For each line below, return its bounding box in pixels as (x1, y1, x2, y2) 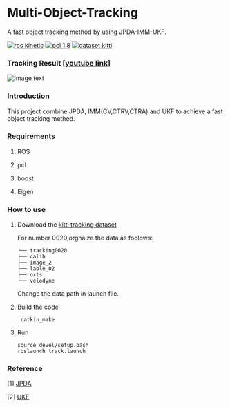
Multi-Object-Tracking (7, 5, 138, 21)
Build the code (17, 303, 59, 312)
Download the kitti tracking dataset (17, 220, 117, 229)
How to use (7, 205, 46, 214)
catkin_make (20, 316, 55, 323)
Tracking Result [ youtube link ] (7, 58, 111, 68)
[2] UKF (7, 392, 30, 401)
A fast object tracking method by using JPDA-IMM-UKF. (7, 28, 167, 36)
